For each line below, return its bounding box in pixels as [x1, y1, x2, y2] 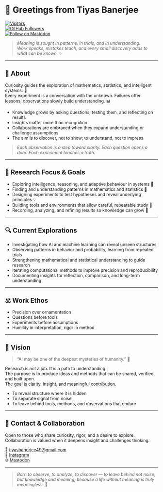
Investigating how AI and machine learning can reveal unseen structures [12, 242, 157, 247]
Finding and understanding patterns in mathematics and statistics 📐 [12, 186, 147, 192]
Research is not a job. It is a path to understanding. [5, 366, 107, 371]
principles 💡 [12, 197, 36, 202]
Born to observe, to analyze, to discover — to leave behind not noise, [16, 471, 156, 477]
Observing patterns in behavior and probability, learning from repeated [12, 247, 154, 253]
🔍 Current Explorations [5, 226, 78, 234]
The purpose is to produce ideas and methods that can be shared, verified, [5, 371, 155, 377]
